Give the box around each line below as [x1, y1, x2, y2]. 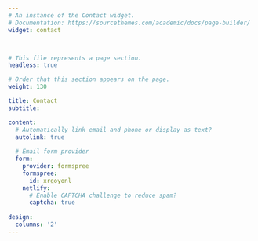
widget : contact [8, 26, 61, 34]
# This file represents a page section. [8, 54, 143, 62]
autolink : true [15, 133, 65, 141]
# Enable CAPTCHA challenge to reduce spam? [28, 192, 177, 199]
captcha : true [28, 199, 76, 206]
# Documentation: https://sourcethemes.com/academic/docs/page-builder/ [8, 19, 251, 27]
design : [8, 214, 34, 221]
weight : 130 [8, 83, 47, 91]
